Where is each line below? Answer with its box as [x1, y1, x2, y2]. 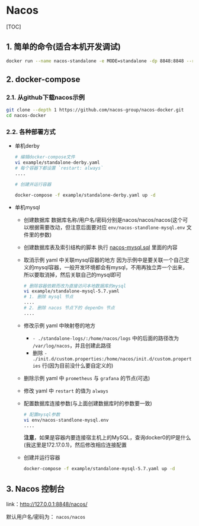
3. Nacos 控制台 [6, 484, 65, 494]
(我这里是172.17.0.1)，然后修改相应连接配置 [23, 441, 127, 448]
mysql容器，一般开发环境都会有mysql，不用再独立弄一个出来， [34, 263, 188, 270]
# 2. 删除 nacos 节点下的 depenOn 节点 [23, 305, 115, 311]
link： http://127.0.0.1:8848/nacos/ [6, 501, 88, 508]
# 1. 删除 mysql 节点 [23, 294, 74, 300]
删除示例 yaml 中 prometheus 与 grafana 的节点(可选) [23, 374, 150, 381]
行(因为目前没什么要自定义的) [41, 362, 114, 369]
